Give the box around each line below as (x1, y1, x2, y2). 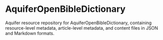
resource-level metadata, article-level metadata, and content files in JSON (5, 25, 158, 31)
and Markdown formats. (5, 30, 55, 36)
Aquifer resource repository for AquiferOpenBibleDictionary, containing (5, 20, 152, 26)
